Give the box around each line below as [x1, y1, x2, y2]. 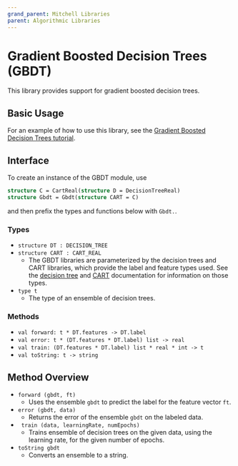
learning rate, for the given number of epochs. [28, 436, 165, 445]
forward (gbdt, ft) [17, 392, 76, 399]
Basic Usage [7, 107, 64, 119]
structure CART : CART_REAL [17, 250, 101, 257]
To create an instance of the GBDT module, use [7, 173, 147, 182]
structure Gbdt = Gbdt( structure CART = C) [7, 193, 139, 201]
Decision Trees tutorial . [7, 133, 76, 143]
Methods [7, 312, 39, 322]
